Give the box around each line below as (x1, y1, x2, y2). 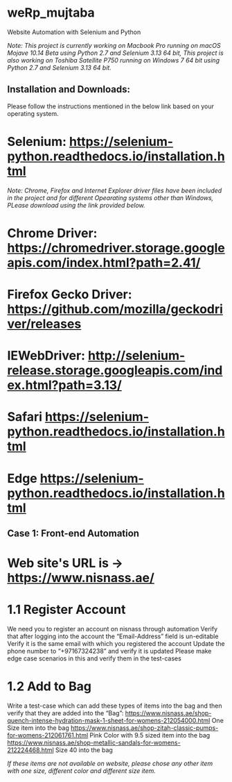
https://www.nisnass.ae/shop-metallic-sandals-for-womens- (7, 738, 181, 747)
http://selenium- (87, 348, 186, 364)
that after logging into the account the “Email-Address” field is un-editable (7, 632, 219, 640)
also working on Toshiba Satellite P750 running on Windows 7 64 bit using (7, 56, 220, 64)
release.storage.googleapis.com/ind (7, 363, 223, 378)
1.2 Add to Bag (7, 679, 92, 694)
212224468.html (7, 746, 54, 754)
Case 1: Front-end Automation (7, 528, 140, 540)
